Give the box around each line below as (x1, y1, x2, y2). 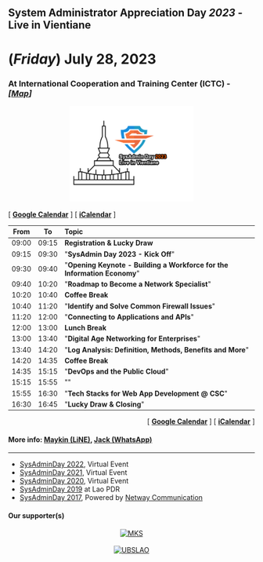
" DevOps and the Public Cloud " (64, 367, 169, 376)
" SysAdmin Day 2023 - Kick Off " (64, 249, 175, 258)
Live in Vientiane (8, 19, 92, 32)
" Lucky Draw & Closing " (64, 400, 145, 409)
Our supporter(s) (8, 511, 65, 520)
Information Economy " (64, 268, 140, 278)
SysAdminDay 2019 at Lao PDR (19, 484, 120, 494)
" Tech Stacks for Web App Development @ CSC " (64, 389, 229, 398)
